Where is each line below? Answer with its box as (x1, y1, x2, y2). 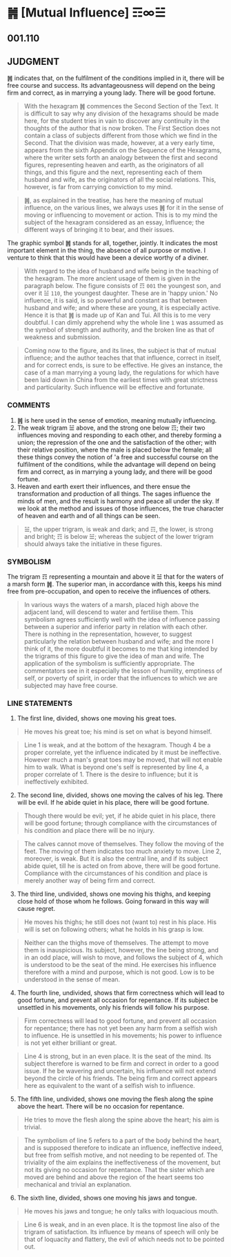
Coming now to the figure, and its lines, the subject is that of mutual (23, 347, 217, 355)
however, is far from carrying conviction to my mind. (23, 183, 173, 191)
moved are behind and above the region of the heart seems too (23, 1173, 204, 1182)
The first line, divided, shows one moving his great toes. (17, 714, 177, 722)
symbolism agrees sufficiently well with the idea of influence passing (23, 615, 221, 623)
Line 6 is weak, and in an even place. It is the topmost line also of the (23, 1220, 220, 1229)
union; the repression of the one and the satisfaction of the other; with (17, 438, 217, 446)
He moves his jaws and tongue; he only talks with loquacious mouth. (23, 1207, 219, 1216)
